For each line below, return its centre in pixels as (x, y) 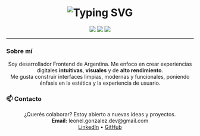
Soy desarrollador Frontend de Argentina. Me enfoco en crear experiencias (100, 64)
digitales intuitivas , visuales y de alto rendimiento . (100, 70)
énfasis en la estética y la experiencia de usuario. (100, 83)
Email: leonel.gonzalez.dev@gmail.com (100, 120)
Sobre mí (19, 51)
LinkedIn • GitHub (100, 127)
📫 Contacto (24, 99)
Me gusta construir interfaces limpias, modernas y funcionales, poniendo (100, 77)
